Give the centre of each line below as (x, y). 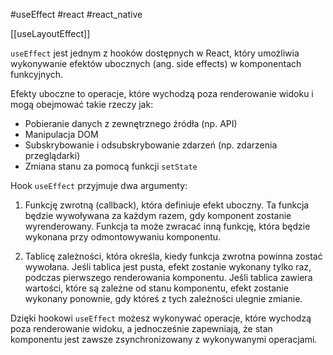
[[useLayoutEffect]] (50, 33)
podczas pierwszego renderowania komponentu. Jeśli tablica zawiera (168, 277)
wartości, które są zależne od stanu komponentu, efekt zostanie (156, 288)
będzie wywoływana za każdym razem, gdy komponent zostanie (158, 215)
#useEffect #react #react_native (76, 14)
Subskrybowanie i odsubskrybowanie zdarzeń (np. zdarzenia (151, 145)
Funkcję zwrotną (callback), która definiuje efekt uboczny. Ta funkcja (167, 205)
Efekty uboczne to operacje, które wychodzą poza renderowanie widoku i (162, 93)
